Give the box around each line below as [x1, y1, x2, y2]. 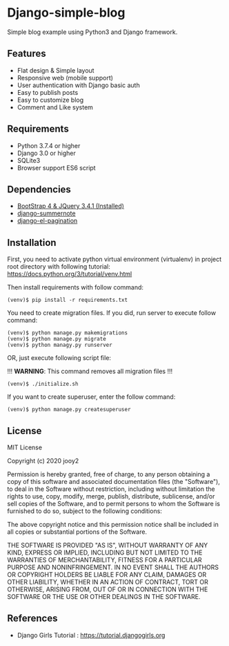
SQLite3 [17, 156, 41, 164]
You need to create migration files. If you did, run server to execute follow [7, 309, 216, 317]
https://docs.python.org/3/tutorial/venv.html [7, 270, 132, 278]
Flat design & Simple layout [17, 66, 94, 74]
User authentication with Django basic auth [17, 81, 140, 89]
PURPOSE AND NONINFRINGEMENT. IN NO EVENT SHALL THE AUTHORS [7, 563, 219, 571]
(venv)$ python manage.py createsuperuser [7, 406, 131, 413]
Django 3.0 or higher [17, 149, 76, 157]
